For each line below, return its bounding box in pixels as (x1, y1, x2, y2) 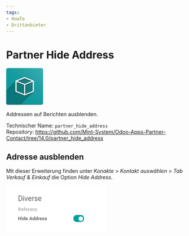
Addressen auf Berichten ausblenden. (6, 111, 99, 118)
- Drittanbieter (6, 22, 46, 28)
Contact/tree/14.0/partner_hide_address (6, 135, 103, 142)
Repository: (6, 129, 34, 136)
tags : (6, 9, 19, 15)
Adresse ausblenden (6, 152, 84, 162)
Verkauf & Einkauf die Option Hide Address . (6, 174, 113, 181)
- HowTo (6, 15, 25, 22)
